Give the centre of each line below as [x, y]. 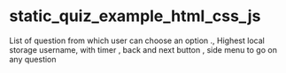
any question [33, 59]
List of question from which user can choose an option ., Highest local [137, 40]
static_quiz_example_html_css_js [135, 16]
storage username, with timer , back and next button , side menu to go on [143, 49]
